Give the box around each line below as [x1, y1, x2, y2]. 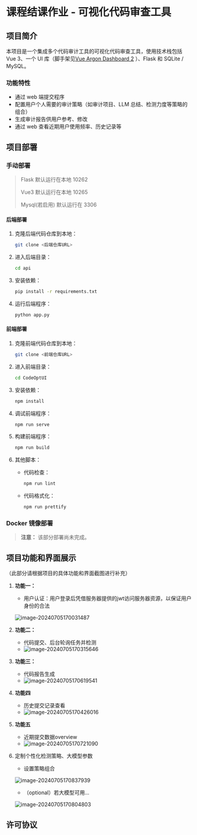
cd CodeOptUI [14, 375, 47, 381]
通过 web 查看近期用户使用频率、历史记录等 [14, 123, 122, 130]
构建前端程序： [14, 433, 51, 440]
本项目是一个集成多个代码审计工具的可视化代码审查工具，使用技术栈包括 [6, 48, 182, 55]
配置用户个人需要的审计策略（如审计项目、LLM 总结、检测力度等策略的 [14, 101, 188, 108]
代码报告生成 [23, 671, 55, 678]
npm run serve [14, 422, 50, 428]
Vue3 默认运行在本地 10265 [20, 188, 88, 196]
